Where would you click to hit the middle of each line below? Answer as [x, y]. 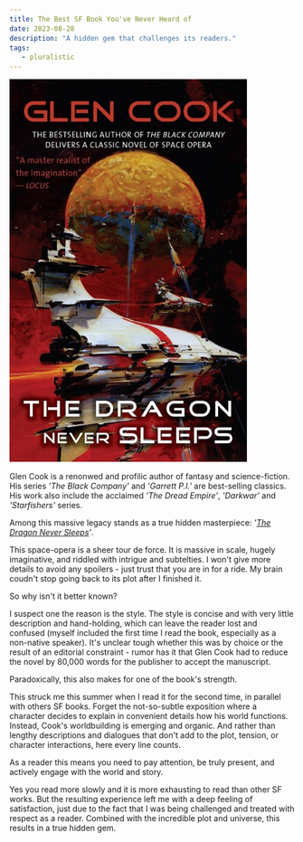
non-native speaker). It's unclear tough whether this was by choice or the [146, 643]
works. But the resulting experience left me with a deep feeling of [131, 799]
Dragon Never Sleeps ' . [52, 533]
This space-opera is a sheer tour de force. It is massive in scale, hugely [142, 550]
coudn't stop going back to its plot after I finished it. [105, 579]
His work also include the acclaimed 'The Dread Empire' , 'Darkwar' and [142, 496]
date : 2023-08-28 [42, 28]
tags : [19, 48]
